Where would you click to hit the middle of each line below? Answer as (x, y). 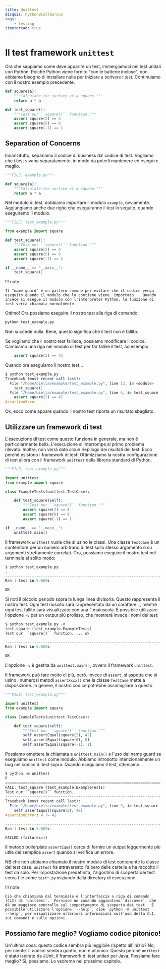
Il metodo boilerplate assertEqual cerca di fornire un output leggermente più (83, 847)
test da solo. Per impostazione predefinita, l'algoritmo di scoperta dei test (80, 872)
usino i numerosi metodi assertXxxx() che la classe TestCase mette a (75, 680)
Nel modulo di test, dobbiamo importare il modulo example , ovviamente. (78, 203)
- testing (24, 24)
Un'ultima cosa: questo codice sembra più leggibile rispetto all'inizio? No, (80, 945)
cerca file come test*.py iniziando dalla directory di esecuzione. (71, 878)
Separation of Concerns (43, 144)
